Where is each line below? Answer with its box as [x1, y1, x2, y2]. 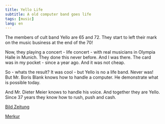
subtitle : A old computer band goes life [5, 12, 92, 17]
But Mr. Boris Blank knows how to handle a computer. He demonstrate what [5, 74, 159, 80]
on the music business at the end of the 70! [5, 40, 93, 46]
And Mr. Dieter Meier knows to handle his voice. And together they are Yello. [5, 89, 160, 95]
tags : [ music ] [5, 16, 34, 21]
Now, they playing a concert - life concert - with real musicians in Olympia [5, 49, 156, 55]
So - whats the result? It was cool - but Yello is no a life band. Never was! [5, 69, 154, 75]
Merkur [5, 114, 20, 120]
